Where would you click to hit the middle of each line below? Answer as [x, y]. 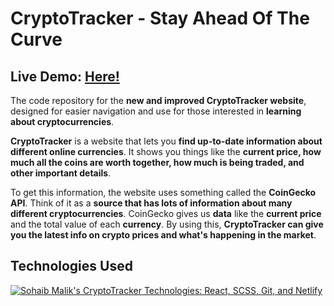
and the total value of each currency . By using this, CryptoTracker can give [167, 224]
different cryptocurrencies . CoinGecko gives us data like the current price [166, 213]
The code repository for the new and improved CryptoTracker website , [158, 100]
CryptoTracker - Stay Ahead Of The [160, 18]
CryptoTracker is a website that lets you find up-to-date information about [166, 141]
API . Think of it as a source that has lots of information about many [151, 203]
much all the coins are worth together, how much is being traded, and [157, 162]
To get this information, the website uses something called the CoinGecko [163, 192]
